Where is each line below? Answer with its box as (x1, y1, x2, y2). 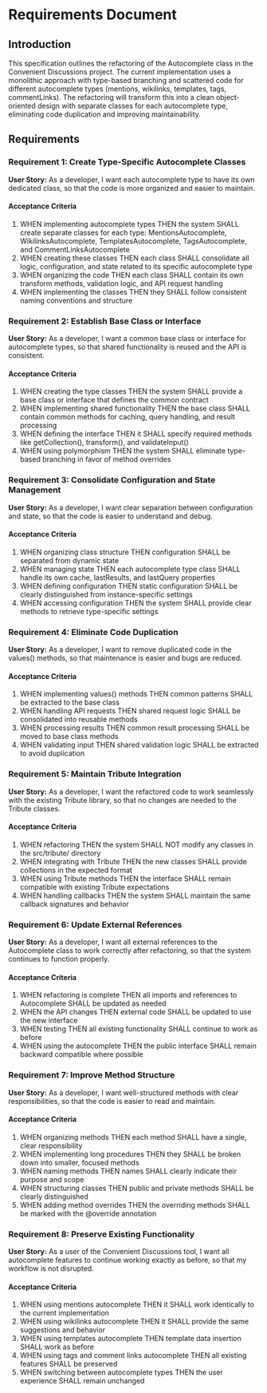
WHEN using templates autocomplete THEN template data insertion (19, 1334, 241, 1343)
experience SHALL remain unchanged (19, 1376, 145, 1386)
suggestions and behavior (19, 1325, 106, 1335)
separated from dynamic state (19, 555, 120, 565)
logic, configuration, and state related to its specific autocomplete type (19, 261, 253, 271)
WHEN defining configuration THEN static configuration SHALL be (19, 581, 238, 590)
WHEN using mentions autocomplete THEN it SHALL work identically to (19, 1300, 255, 1309)
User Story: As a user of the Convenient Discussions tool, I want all (8, 1247, 230, 1256)
